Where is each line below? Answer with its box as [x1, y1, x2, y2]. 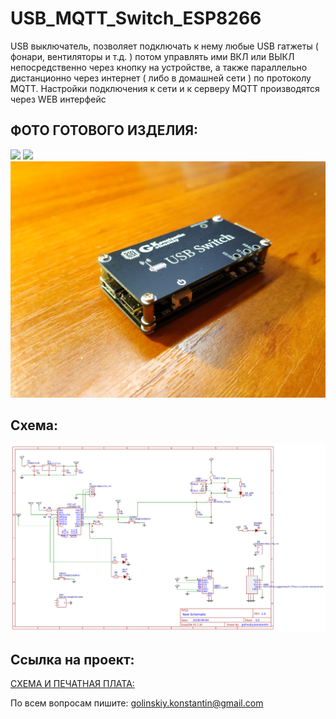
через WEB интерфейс [10, 93, 107, 105]
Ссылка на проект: [10, 651, 135, 668]
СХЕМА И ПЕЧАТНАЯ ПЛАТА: [10, 678, 135, 690]
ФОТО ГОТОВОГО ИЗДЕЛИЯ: [10, 122, 199, 139]
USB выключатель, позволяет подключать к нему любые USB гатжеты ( [10, 40, 319, 52]
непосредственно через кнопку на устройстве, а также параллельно [10, 61, 308, 73]
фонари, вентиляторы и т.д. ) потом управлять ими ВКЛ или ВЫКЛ [10, 50, 295, 62]
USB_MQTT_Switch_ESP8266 [10, 7, 262, 30]
